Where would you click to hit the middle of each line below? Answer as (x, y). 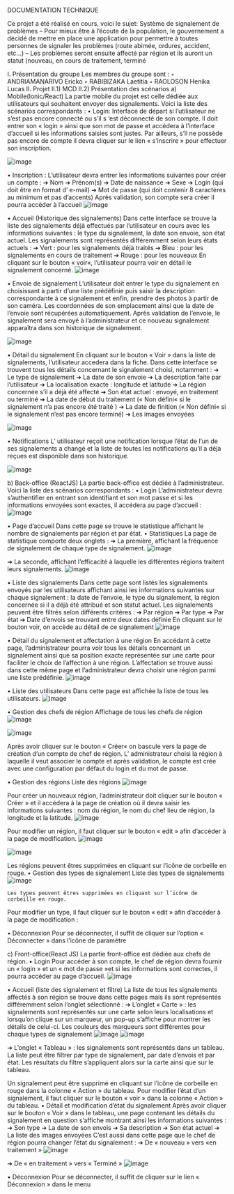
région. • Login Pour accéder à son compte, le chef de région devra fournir (115, 961)
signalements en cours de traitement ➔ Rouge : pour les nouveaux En (107, 255)
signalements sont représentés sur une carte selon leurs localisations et (110, 1012)
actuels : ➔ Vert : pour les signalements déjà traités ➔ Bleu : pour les (106, 248)
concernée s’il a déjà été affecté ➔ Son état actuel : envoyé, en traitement (113, 392)
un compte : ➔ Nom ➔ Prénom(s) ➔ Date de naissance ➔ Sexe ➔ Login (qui (115, 183)
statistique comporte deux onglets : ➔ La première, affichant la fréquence (113, 541)
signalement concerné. (40, 270)
